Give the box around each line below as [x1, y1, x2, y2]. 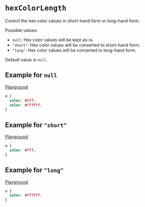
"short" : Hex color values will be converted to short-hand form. [12, 42, 140, 48]
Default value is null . [5, 56, 48, 62]
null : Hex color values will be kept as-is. [12, 37, 94, 43]
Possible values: [5, 27, 38, 33]
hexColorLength [5, 3, 67, 13]
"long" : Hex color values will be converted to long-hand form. [12, 47, 137, 53]
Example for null [5, 71, 57, 79]
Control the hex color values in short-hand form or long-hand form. [5, 18, 140, 24]
